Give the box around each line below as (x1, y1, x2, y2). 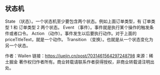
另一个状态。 (5, 43, 30, 48)
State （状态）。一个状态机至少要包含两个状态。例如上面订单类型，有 (5, 18, 142, 24)
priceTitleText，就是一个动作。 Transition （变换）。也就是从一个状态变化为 (5, 36, 154, 42)
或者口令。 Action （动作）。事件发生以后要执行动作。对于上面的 (9, 30, 137, 36)
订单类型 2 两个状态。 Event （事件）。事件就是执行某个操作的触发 (18, 24, 150, 30)
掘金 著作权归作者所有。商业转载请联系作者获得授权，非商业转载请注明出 (9, 59, 155, 64)
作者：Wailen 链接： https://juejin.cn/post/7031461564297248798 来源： (5, 53, 149, 59)
